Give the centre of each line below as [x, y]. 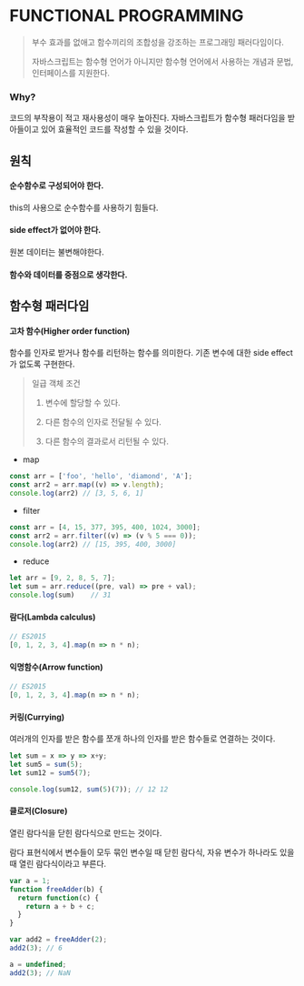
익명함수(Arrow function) [56, 667]
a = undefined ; [38, 964]
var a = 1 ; [30, 880]
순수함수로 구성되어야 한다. [57, 186]
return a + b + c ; [60, 906]
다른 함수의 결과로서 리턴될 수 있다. [107, 441]
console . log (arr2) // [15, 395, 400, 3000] [93, 544]
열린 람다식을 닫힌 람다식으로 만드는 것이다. [86, 832]
